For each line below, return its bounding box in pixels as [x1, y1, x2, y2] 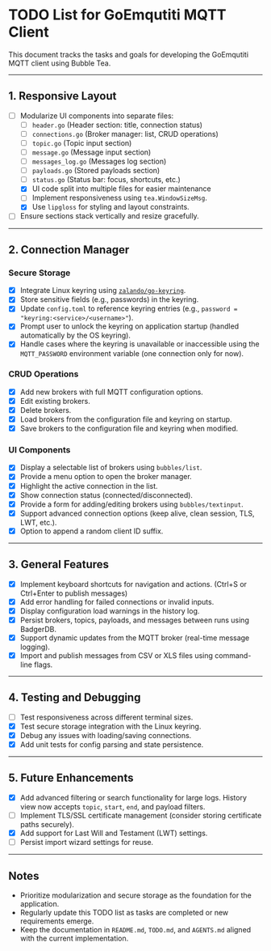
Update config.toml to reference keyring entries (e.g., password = [19, 304, 238, 313]
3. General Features [8, 558, 110, 571]
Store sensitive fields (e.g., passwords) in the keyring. [19, 295, 199, 304]
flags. [33, 660, 53, 669]
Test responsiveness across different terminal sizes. [19, 712, 194, 722]
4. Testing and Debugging [8, 690, 141, 705]
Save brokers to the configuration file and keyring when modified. [19, 423, 239, 434]
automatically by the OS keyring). [19, 330, 131, 341]
